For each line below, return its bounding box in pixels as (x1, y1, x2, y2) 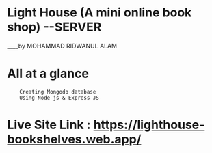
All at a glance (7, 66, 89, 81)
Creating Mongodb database (19, 88, 96, 95)
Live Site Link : (7, 117, 91, 133)
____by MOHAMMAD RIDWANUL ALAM (7, 42, 118, 50)
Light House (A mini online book (7, 5, 192, 20)
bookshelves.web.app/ (7, 132, 142, 148)
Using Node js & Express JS (19, 94, 99, 101)
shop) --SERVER (7, 19, 102, 35)
